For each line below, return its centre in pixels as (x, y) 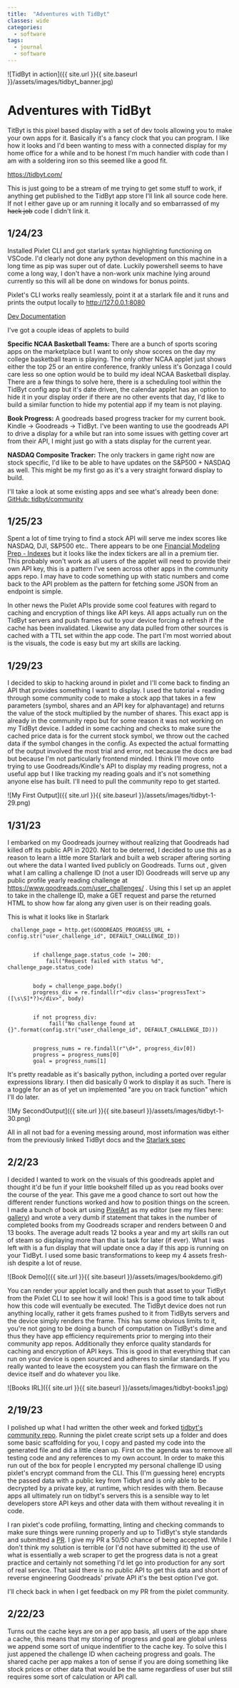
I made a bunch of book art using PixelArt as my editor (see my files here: (115, 1209)
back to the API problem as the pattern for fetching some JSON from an (113, 584)
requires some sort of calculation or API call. (72, 1677)
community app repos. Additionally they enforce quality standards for (110, 1343)
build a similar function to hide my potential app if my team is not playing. (115, 405)
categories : (25, 27)
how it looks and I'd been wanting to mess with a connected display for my (117, 145)
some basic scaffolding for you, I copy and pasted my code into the (106, 1443)
